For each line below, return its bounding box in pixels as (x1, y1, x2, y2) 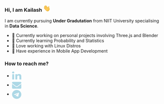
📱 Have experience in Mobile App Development (11, 48, 108, 54)
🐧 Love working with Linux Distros (11, 42, 81, 48)
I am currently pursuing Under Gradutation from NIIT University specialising (4, 18, 160, 23)
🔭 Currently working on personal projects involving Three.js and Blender (11, 32, 159, 38)
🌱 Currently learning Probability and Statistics (11, 38, 104, 43)
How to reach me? (4, 60, 49, 67)
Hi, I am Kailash (4, 7, 42, 14)
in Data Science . (4, 23, 39, 29)
